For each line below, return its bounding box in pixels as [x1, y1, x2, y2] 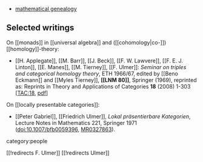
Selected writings [6, 22, 75, 33]
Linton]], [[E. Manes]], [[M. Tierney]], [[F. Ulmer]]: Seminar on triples [15, 63, 187, 70]
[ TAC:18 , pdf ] [15, 89, 48, 96]
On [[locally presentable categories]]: [6, 101, 100, 108]
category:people [6, 137, 48, 144]
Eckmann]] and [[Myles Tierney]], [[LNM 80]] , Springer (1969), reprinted [15, 76, 197, 84]
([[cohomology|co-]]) [113, 39, 167, 46]
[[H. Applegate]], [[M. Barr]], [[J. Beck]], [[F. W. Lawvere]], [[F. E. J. [15, 57, 184, 64]
